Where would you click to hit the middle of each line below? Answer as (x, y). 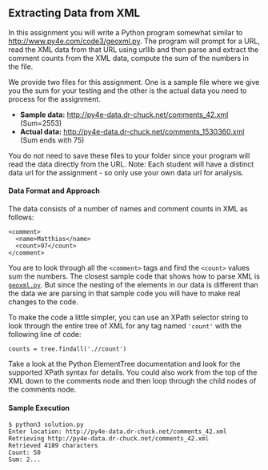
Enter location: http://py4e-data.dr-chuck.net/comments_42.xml (118, 432)
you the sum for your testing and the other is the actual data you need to (128, 90)
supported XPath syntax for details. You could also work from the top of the (133, 372)
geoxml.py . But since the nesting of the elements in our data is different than (133, 285)
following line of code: (45, 335)
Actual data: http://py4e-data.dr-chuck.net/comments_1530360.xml (132, 131)
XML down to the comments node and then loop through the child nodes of (132, 381)
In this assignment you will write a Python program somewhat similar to (126, 32)
